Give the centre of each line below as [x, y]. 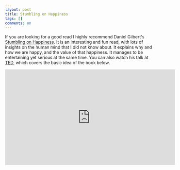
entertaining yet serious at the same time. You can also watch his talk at [77, 58]
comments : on [18, 23]
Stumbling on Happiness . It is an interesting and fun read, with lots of [74, 42]
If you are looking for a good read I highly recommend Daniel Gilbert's [75, 37]
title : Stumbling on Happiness [37, 14]
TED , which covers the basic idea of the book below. [57, 63]
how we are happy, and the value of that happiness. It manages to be [74, 52]
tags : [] [14, 18]
